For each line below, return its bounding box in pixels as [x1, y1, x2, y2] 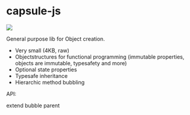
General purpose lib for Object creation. [6, 35, 106, 43]
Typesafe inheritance [14, 72, 68, 79]
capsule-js [6, 4, 62, 18]
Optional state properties [14, 66, 77, 73]
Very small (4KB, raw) [14, 47, 69, 54]
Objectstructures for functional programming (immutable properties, [14, 53, 185, 60]
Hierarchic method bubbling [14, 78, 85, 86]
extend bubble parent [6, 102, 60, 109]
